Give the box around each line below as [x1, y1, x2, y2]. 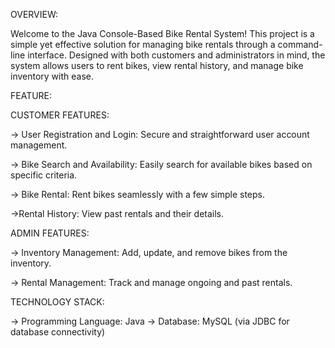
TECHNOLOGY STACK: [10, 296, 105, 308]
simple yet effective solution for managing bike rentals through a [10, 39, 276, 50]
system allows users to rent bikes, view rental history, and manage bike [10, 60, 304, 71]
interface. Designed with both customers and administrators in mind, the [27, 49, 326, 61]
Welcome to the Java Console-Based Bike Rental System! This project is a [10, 28, 315, 39]
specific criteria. [10, 169, 78, 181]
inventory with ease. [10, 70, 95, 82]
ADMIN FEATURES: [10, 227, 90, 239]
